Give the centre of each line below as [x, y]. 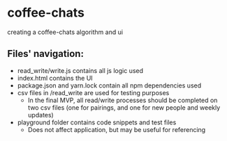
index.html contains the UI [55, 78]
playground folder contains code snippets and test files [97, 122]
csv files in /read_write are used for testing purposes [93, 92]
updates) [41, 115]
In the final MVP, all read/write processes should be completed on [123, 100]
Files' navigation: [45, 54]
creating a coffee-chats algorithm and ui [65, 32]
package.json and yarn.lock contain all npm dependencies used [109, 85]
